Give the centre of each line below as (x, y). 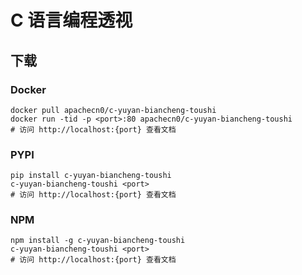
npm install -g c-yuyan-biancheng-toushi (98, 241)
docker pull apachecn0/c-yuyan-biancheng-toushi (113, 110)
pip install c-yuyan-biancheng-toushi (91, 176)
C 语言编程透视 (71, 20)
